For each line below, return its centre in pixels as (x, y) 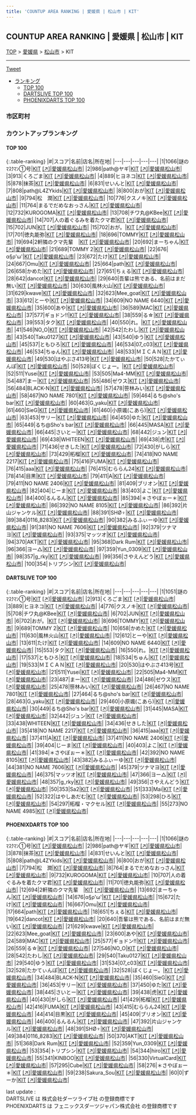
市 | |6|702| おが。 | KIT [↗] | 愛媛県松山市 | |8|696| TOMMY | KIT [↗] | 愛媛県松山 (96, 620)
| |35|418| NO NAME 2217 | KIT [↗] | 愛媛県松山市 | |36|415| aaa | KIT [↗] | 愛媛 (103, 730)
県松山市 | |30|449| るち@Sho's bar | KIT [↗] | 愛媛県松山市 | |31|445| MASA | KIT (97, 708)
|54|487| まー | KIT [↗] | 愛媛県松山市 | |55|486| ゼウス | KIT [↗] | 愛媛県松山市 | (93, 381)
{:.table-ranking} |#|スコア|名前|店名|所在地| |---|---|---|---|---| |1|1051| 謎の (97, 591)
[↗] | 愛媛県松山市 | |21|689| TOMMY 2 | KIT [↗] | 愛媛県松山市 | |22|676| (87, 249)
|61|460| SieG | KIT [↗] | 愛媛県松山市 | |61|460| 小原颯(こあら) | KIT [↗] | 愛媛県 (94, 410)
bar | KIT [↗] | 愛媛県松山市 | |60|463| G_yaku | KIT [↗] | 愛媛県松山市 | (83, 403)
